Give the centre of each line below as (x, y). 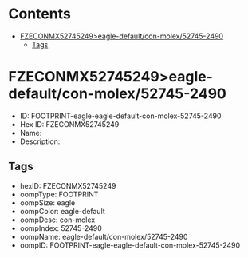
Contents (40, 14)
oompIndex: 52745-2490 (61, 228)
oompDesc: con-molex (57, 220)
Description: (40, 141)
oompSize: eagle (47, 202)
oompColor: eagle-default (62, 211)
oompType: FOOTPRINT (59, 194)
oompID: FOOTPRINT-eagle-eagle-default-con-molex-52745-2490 (130, 245)
